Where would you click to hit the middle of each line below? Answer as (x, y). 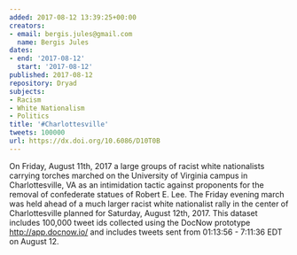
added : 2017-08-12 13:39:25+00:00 (73, 17)
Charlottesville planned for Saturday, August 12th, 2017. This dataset (134, 212)
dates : (21, 50)
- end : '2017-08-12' (47, 58)
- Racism (25, 100)
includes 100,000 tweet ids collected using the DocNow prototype (130, 222)
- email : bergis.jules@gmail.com (71, 34)
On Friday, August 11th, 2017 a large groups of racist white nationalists (137, 166)
